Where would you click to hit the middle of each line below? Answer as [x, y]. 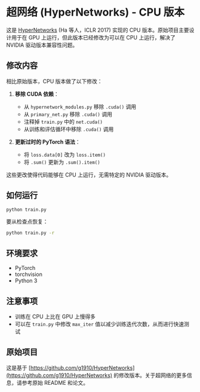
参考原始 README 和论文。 [55, 382]
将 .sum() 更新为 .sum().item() [62, 162]
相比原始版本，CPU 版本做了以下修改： [54, 81]
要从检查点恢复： [27, 221]
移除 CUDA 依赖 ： [37, 94]
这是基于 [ [19, 367]
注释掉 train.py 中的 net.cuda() [63, 121]
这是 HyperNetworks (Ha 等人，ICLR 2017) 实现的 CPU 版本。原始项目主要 [98, 30]
